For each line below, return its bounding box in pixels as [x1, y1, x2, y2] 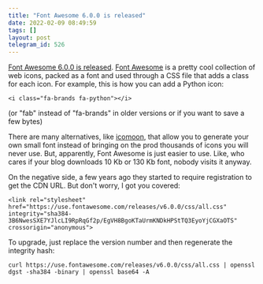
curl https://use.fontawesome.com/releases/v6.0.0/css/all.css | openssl [8, 261, 256, 269]
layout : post [8, 33, 51, 42]
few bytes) [8, 117, 43, 126]
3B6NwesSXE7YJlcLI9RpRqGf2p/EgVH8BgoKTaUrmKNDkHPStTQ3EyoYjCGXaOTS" [8, 217, 238, 225]
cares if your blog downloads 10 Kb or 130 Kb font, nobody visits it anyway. [8, 157, 252, 166]
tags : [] [8, 26, 37, 34]
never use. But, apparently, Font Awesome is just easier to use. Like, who [8, 149, 245, 159]
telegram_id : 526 [8, 41, 65, 49]
